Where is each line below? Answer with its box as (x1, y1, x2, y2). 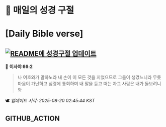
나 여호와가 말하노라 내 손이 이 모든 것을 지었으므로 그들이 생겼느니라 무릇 (17, 74, 161, 81)
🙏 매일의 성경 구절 (5, 5, 74, 16)
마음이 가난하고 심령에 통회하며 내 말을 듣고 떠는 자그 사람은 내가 (17, 81, 144, 87)
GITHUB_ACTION (5, 114, 60, 122)
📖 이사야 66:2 (5, 63, 33, 70)
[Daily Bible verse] (5, 28, 84, 39)
